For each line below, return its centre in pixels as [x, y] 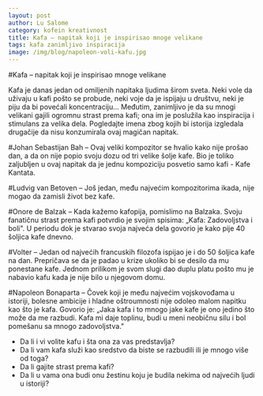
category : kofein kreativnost [58, 30]
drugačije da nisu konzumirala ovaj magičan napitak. [94, 132]
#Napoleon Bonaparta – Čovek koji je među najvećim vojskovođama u [122, 292]
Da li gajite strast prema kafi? [67, 367]
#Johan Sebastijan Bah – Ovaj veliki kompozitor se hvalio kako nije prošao [128, 147]
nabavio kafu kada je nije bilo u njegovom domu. [87, 277]
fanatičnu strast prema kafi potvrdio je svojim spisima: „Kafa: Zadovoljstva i [130, 220]
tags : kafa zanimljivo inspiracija [67, 45]
